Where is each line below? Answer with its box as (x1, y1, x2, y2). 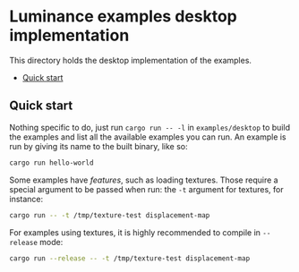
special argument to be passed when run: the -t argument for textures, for (9, 183, 284, 194)
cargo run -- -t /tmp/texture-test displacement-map (9, 210, 210, 220)
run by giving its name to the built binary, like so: (9, 140, 188, 151)
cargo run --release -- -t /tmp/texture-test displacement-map (9, 253, 251, 263)
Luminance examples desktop (9, 6, 237, 27)
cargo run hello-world (9, 158, 94, 167)
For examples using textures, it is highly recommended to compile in (9, 226, 261, 238)
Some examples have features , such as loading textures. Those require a (9, 174, 279, 185)
